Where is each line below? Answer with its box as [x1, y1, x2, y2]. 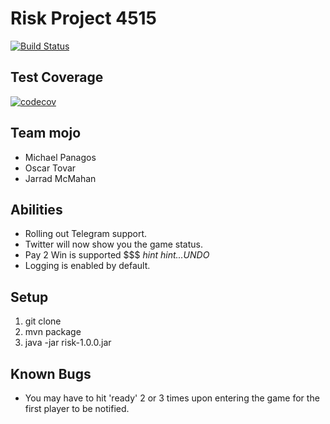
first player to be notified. [24, 403, 130, 414]
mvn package [24, 326, 82, 338]
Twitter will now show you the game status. [24, 238, 203, 251]
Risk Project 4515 [10, 7, 158, 30]
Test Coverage [10, 69, 104, 86]
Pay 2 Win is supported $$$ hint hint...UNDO [24, 249, 210, 261]
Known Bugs [10, 365, 92, 382]
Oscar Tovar [24, 162, 77, 174]
